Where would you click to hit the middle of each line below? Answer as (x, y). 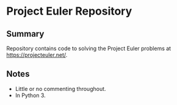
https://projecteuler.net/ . (37, 55)
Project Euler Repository (69, 11)
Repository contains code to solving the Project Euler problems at (89, 48)
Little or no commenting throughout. (60, 89)
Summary (25, 34)
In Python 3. (30, 95)
